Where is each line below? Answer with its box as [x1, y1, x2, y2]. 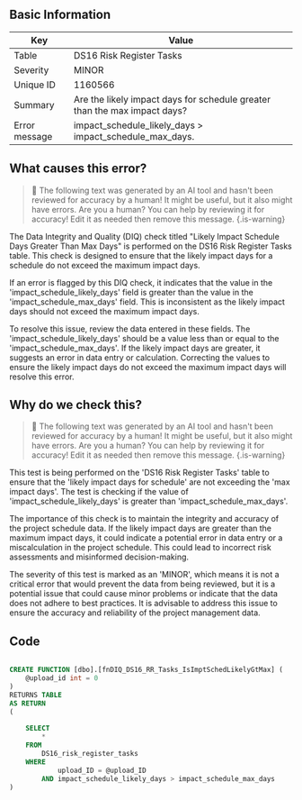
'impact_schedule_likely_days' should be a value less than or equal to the [9, 332, 280, 343]
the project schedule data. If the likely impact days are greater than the [9, 523, 272, 534]
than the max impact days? [73, 104, 187, 116]
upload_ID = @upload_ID [57, 766, 147, 775]
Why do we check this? [9, 397, 142, 413]
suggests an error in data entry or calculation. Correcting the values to [9, 351, 271, 363]
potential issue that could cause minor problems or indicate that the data [9, 588, 279, 599]
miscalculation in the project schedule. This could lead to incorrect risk [9, 542, 271, 553]
